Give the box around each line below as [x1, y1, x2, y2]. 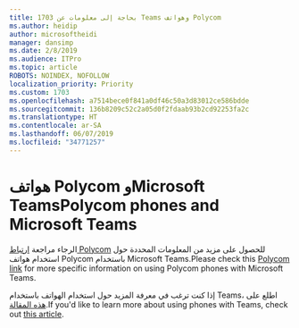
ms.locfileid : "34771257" [9, 138, 105, 147]
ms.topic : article [9, 63, 78, 72]
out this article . [9, 308, 64, 319]
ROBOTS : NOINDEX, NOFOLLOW [9, 71, 110, 80]
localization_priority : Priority [9, 80, 134, 88]
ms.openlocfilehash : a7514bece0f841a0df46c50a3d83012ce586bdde [9, 96, 250, 105]
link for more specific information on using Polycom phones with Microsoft [9, 263, 284, 273]
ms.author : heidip [9, 21, 78, 30]
